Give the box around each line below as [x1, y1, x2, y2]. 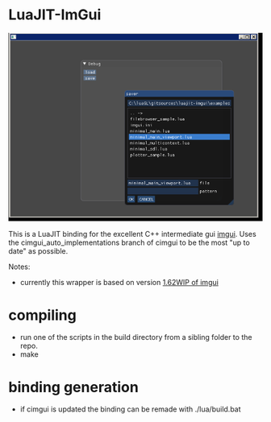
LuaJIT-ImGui [8, 6, 102, 24]
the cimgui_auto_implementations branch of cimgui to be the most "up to [8, 238, 250, 247]
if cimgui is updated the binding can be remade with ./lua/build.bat [19, 404, 241, 414]
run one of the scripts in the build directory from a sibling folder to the [19, 333, 252, 342]
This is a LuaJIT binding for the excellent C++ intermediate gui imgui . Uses [8, 230, 256, 239]
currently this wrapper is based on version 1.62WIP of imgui [19, 278, 219, 288]
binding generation [8, 378, 139, 396]
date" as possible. [8, 246, 69, 256]
